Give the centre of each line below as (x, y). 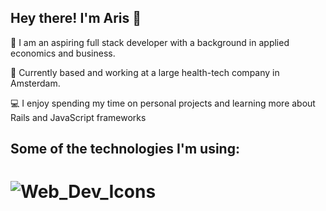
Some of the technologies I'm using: (125, 149)
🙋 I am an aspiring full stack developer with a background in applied (150, 42)
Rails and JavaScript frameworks (78, 117)
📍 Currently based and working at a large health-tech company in (145, 72)
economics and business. (63, 53)
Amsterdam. (35, 83)
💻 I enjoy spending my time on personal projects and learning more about (163, 103)
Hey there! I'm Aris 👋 (76, 18)
